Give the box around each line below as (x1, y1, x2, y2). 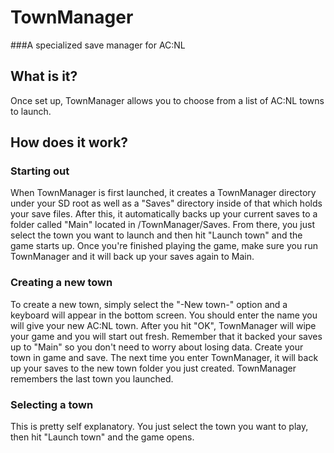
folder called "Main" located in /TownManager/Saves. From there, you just (10, 219, 315, 231)
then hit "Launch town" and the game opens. (10, 431, 195, 443)
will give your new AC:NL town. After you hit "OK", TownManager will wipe (10, 319, 317, 331)
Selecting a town (10, 397, 94, 411)
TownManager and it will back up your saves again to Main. (10, 251, 255, 263)
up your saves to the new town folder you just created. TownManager (10, 362, 297, 374)
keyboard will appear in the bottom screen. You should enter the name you (10, 309, 318, 321)
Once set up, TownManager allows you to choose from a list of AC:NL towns (10, 94, 325, 106)
